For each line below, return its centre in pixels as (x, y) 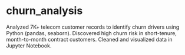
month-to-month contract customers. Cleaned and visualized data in (89, 39)
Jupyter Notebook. (29, 46)
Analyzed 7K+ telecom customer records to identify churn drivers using (93, 27)
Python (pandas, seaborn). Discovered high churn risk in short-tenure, (91, 33)
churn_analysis (44, 11)
